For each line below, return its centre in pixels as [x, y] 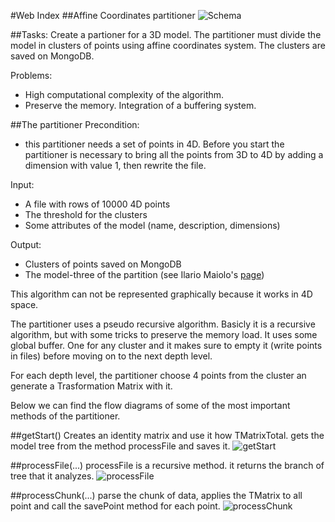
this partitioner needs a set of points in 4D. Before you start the [154, 144]
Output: [26, 244]
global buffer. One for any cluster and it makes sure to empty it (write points [166, 345]
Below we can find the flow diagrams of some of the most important [150, 405]
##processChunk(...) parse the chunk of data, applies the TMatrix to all [156, 495]
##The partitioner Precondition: [75, 124]
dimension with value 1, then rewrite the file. [115, 165]
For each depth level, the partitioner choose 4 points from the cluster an [158, 375]
